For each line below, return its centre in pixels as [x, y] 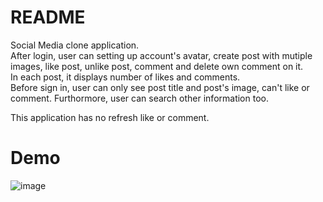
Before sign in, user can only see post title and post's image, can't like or [160, 87]
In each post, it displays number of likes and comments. [125, 77]
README [48, 17]
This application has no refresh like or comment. [110, 117]
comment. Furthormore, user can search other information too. [139, 98]
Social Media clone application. [75, 45]
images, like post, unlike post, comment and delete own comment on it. [157, 66]
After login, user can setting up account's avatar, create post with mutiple [161, 55]
